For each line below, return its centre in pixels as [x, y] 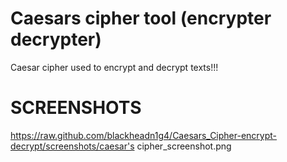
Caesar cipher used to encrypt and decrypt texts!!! [114, 67]
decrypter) [56, 39]
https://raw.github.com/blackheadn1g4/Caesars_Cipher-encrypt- [144, 135]
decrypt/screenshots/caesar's [72, 146]
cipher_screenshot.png [184, 146]
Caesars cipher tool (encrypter [141, 18]
